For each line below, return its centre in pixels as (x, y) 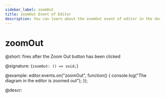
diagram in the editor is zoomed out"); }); (46, 81)
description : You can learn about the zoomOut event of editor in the (79, 19)
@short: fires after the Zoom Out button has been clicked (63, 56)
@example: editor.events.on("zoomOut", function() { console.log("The (76, 75)
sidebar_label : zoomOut (29, 10)
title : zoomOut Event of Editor (38, 14)
